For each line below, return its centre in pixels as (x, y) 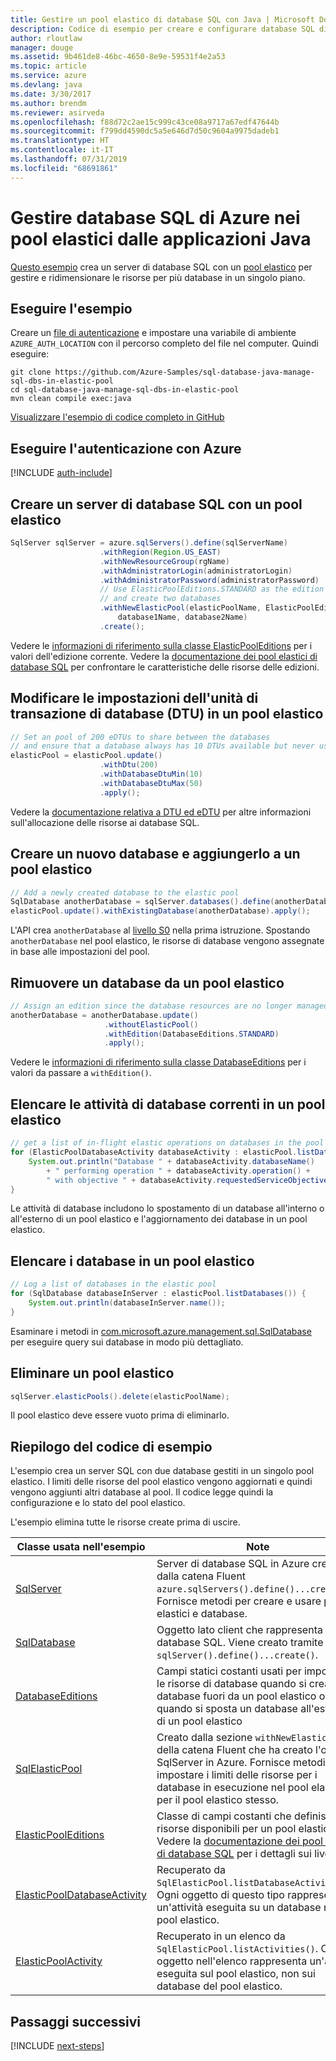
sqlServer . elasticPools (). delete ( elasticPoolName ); (120, 1396)
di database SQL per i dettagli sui (234, 1854)
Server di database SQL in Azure (233, 1564)
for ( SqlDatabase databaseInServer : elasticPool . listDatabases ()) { (158, 1294)
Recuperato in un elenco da (221, 1936)
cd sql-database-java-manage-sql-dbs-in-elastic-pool (125, 390)
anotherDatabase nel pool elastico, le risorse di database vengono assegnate (167, 941)
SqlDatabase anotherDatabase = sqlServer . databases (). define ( (142, 902)
